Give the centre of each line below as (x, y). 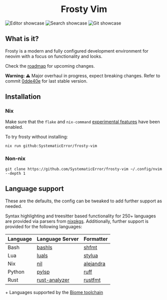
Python (16, 271)
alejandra (95, 263)
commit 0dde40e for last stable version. (46, 81)
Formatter (96, 239)
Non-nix (15, 159)
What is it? (22, 39)
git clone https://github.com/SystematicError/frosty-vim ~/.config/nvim (84, 169)
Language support (34, 189)
